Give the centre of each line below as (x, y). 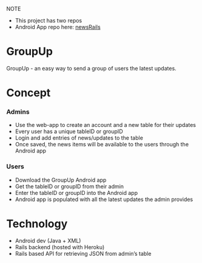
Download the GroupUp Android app (61, 180)
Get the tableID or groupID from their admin (69, 186)
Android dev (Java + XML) (48, 241)
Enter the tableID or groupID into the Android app (76, 193)
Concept (29, 93)
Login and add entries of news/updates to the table (79, 138)
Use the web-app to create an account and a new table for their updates (105, 125)
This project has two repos (49, 20)
